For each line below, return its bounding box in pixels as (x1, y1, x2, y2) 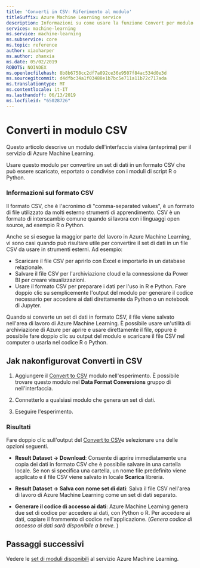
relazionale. (14, 264, 44, 271)
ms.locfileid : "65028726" (6, 97, 70, 103)
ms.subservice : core (6, 36, 58, 42)
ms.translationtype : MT (6, 81, 66, 87)
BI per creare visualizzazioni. (14, 276, 87, 283)
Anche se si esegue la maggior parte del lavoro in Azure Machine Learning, (6, 233, 191, 240)
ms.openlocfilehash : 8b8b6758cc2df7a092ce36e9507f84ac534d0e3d (6, 70, 167, 76)
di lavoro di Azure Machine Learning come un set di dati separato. (14, 491, 177, 498)
